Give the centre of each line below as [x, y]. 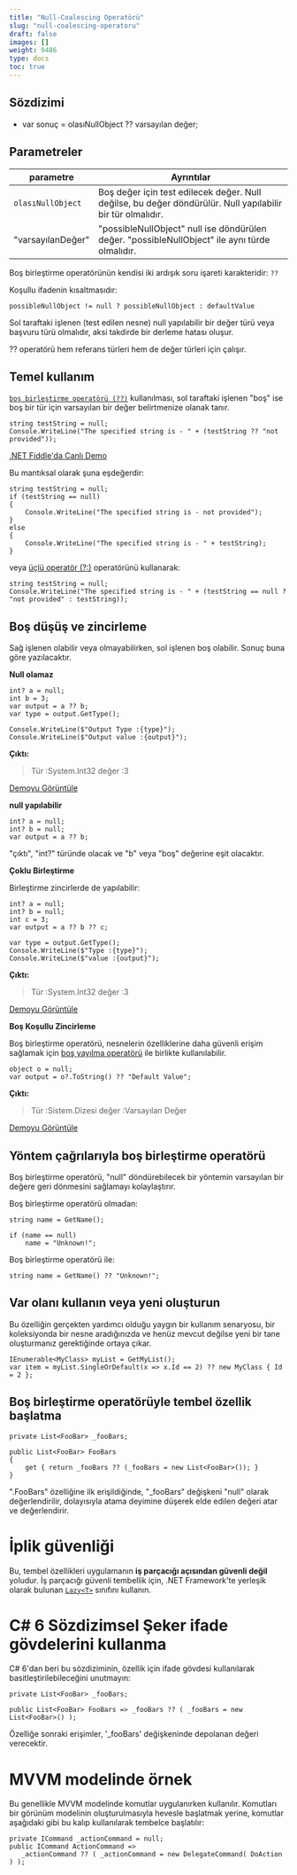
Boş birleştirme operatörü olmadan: [74, 1203]
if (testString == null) [55, 497]
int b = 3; [29, 699]
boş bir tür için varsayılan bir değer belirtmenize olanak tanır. [119, 408]
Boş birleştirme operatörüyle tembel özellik [130, 1402]
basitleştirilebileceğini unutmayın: [70, 1678]
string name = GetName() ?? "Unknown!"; [85, 1276]
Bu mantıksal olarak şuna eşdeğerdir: [76, 473]
